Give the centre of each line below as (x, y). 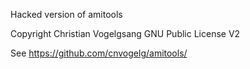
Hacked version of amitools (66, 14)
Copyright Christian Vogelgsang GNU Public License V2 (125, 33)
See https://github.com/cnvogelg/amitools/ (99, 53)
